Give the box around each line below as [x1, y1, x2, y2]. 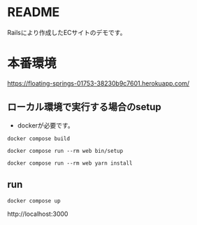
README [7, 4, 60, 20]
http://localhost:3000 [7, 210, 68, 218]
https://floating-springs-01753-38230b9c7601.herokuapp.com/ [7, 79, 190, 88]
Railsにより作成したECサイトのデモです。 [7, 28, 126, 36]
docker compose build [7, 135, 71, 142]
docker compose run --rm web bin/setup [7, 147, 124, 154]
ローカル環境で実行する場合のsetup [7, 101, 162, 113]
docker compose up [7, 197, 61, 204]
